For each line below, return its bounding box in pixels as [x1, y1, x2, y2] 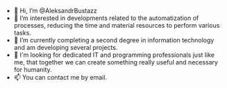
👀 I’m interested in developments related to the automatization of [13, 14, 199, 22]
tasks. [13, 28, 31, 37]
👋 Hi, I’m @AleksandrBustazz [13, 7, 97, 15]
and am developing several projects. [13, 44, 118, 51]
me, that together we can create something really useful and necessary [13, 58, 219, 66]
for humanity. [13, 66, 52, 73]
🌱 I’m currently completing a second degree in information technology [13, 36, 215, 44]
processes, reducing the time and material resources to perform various [13, 21, 220, 29]
